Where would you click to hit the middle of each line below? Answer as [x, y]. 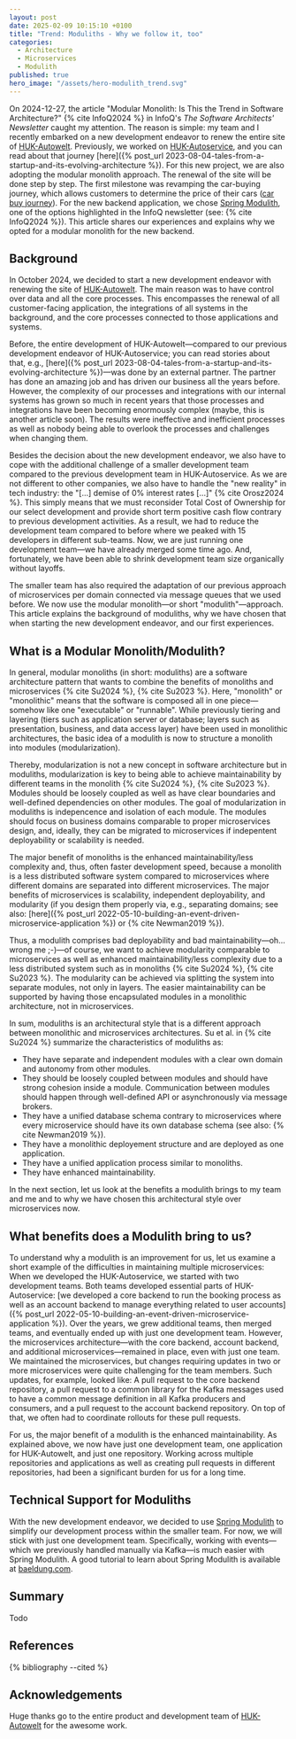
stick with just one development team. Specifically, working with [126, 1540]
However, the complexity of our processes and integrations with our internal [148, 392]
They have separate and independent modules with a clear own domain [152, 1060]
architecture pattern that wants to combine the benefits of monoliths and [141, 682]
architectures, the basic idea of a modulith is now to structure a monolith [141, 738]
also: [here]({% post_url [52, 914]
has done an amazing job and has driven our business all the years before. [145, 382]
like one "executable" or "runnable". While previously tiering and [164, 710]
